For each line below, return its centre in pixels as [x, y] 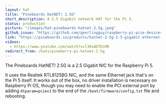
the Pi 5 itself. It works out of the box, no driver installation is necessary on [81, 80]
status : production [25, 24]
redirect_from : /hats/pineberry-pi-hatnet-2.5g [55, 51]
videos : [13, 42]
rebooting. [16, 96]
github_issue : [20, 33]
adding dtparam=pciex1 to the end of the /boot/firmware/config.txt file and [82, 91]
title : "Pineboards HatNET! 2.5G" [41, 14]
